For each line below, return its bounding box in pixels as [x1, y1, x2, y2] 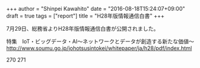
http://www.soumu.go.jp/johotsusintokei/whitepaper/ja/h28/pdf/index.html [6, 45, 192, 52]
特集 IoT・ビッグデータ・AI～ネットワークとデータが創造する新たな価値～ [6, 38, 195, 45]
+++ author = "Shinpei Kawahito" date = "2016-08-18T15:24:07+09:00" [6, 5, 185, 12]
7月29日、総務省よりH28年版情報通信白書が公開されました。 [6, 25, 159, 32]
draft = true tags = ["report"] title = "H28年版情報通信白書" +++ [6, 12, 165, 19]
